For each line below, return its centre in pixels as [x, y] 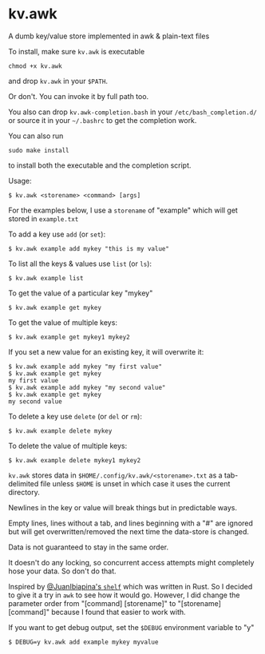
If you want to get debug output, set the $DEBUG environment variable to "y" [131, 627]
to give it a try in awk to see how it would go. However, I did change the [124, 595]
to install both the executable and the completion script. [100, 165]
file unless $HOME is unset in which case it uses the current [135, 483]
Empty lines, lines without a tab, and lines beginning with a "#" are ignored [131, 523]
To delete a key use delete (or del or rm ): [75, 416]
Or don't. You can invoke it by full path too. [79, 96]
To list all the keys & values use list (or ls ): [80, 264]
